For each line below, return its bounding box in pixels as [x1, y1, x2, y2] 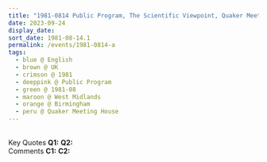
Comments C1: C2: [8, 146, 71, 156]
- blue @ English [15, 56, 73, 64]
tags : [8, 48, 26, 56]
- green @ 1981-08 [15, 85, 77, 94]
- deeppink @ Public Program [15, 78, 112, 86]
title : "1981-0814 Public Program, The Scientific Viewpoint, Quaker [8, 11, 244, 20]
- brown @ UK [15, 64, 59, 71]
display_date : [8, 26, 56, 34]
